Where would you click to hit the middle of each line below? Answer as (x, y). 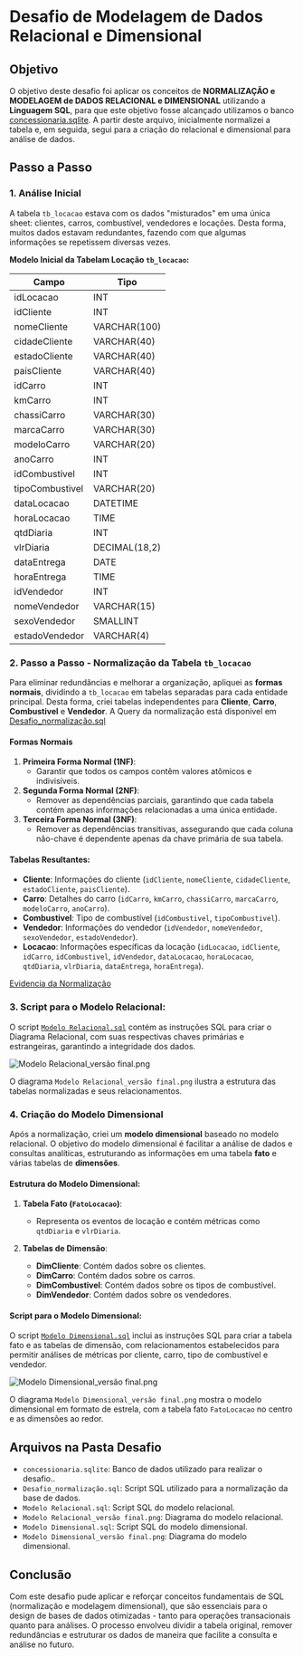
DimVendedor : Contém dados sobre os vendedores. (134, 1295)
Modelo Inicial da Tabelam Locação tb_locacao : (99, 259)
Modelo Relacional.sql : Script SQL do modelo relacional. (128, 1508)
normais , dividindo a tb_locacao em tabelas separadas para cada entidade (149, 692)
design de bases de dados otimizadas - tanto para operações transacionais (150, 1616)
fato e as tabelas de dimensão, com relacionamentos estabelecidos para (145, 1346)
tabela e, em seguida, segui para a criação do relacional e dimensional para (150, 129)
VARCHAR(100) (128, 326)
